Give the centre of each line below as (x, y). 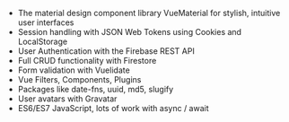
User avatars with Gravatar (67, 99)
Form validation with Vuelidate (74, 70)
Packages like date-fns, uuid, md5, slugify (96, 89)
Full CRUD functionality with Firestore (87, 61)
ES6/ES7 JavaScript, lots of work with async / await (113, 108)
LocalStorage (43, 41)
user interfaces (46, 22)
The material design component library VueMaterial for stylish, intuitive (149, 13)
